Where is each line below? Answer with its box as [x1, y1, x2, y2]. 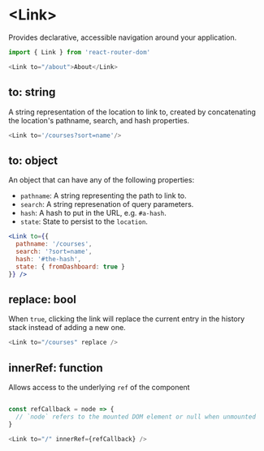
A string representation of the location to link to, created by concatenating [8, 107, 256, 117]
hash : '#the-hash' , [15, 255, 82, 263]
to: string [8, 85, 56, 99]
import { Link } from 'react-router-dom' [8, 48, 151, 56]
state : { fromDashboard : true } [15, 262, 126, 271]
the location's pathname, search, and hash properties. [8, 115, 189, 125]
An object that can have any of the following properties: [8, 175, 195, 185]
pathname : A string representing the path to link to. [19, 191, 187, 200]
